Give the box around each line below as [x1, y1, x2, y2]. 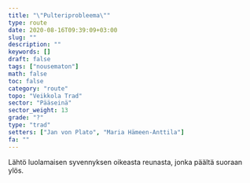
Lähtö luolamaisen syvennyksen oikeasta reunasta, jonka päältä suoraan [8, 157, 243, 167]
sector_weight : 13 [8, 107, 68, 115]
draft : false [8, 56, 51, 64]
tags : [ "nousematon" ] [8, 63, 79, 71]
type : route [8, 19, 47, 27]
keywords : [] [8, 48, 51, 56]
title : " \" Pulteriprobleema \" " [8, 11, 111, 20]
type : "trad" [8, 121, 51, 129]
